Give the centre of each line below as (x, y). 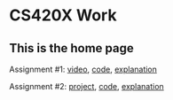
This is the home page (72, 48)
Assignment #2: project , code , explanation (86, 86)
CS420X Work (63, 15)
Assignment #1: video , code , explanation (83, 69)
